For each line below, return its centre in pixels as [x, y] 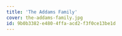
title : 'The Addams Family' [42, 12]
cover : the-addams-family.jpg [45, 18]
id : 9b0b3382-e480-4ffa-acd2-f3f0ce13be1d [61, 23]
